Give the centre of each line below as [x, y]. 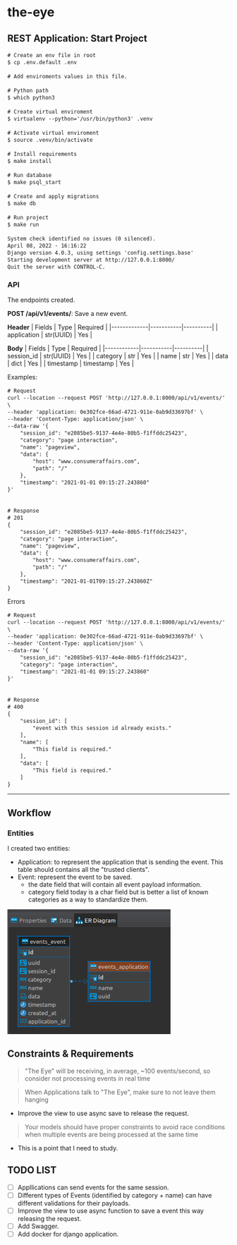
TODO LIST [32, 1171]
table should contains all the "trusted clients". [83, 869]
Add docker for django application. [68, 1234]
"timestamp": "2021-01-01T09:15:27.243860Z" [86, 582]
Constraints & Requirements [71, 1054]
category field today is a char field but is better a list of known [118, 892]
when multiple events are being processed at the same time [111, 1134]
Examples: [22, 377]
